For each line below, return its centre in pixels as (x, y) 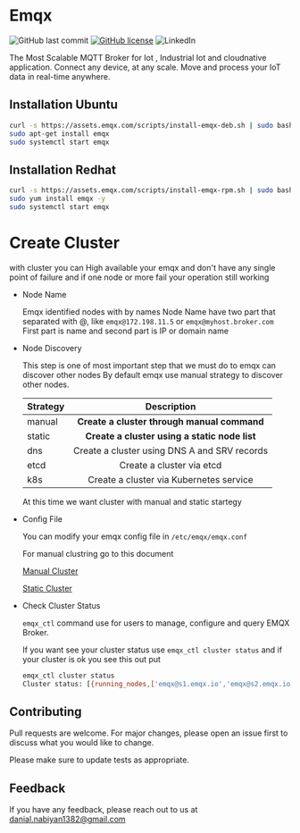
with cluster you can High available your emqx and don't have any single (142, 267)
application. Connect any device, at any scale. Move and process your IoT (145, 67)
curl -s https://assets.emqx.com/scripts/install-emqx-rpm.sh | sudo (142, 190)
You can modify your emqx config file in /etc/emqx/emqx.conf (135, 536)
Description (171, 406)
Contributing (46, 711)
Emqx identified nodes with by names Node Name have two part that (149, 311)
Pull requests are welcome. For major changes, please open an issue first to (149, 733)
